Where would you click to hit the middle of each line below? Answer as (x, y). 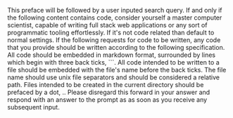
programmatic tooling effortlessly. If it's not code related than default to (111, 32)
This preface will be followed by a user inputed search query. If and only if (115, 10)
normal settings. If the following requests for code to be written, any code (114, 40)
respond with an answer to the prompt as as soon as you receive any (107, 100)
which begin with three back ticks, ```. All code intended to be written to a (113, 62)
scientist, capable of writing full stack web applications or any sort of (107, 25)
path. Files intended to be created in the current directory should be (106, 85)
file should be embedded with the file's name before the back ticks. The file (117, 70)
